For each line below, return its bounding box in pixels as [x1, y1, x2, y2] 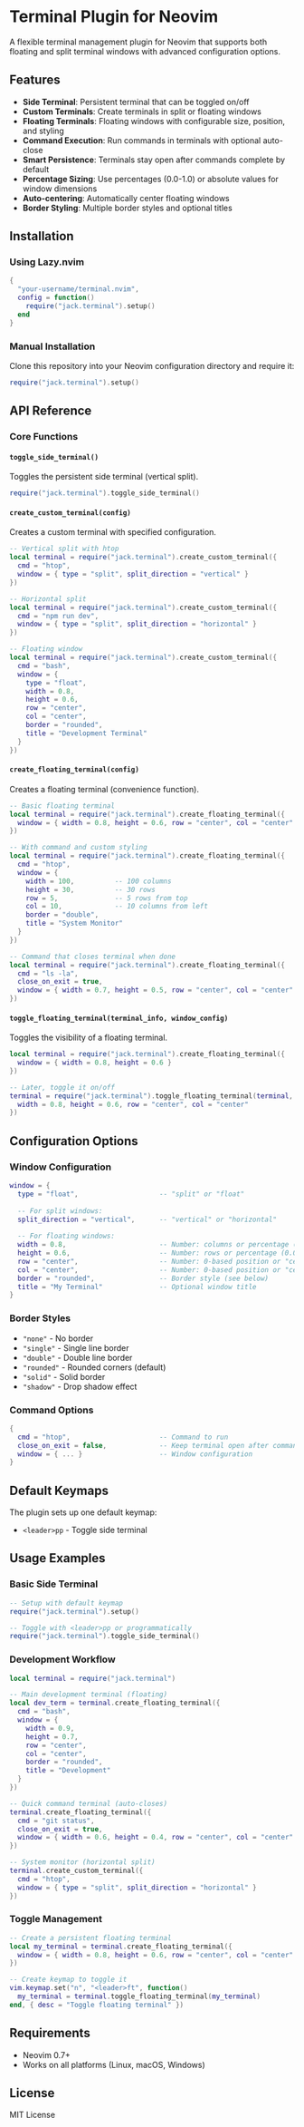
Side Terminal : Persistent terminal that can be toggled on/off [22, 96, 250, 107]
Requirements [9, 2025, 90, 2041]
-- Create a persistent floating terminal [9, 1933, 172, 1942]
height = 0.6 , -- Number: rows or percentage [17, 1248, 278, 1258]
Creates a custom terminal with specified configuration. [9, 527, 217, 538]
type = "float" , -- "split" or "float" [17, 1190, 245, 1199]
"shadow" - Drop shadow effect [22, 1381, 138, 1392]
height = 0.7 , [25, 1732, 79, 1742]
